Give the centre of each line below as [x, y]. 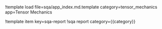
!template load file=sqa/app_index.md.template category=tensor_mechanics [81, 7]
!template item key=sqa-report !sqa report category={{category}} [70, 22]
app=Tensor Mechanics [29, 12]
